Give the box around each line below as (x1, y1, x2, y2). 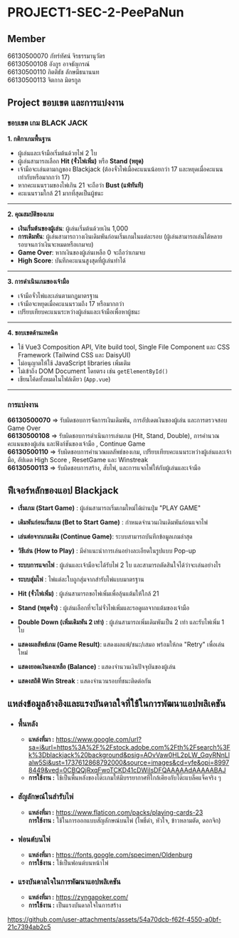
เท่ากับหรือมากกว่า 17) (17, 173, 70, 181)
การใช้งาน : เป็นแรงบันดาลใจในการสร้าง (28, 901, 122, 909)
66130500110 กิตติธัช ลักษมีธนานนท (7, 68, 100, 76)
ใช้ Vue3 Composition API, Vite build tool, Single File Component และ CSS (17, 342, 230, 351)
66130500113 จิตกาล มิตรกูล (7, 76, 81, 84)
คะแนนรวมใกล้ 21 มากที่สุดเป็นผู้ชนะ (17, 188, 104, 197)
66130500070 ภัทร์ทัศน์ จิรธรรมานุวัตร (7, 51, 105, 60)
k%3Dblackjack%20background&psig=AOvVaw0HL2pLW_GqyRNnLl (28, 750, 230, 760)
